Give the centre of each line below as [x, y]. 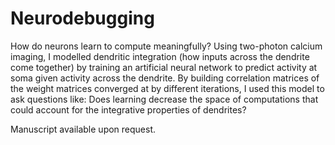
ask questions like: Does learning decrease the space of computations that [164, 99]
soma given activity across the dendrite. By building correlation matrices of [165, 78]
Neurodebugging [82, 18]
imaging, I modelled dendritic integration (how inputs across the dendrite [160, 56]
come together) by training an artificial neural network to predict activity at [164, 67]
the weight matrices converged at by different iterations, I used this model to [167, 88]
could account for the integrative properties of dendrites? [128, 109]
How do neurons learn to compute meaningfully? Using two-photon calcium [166, 46]
